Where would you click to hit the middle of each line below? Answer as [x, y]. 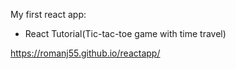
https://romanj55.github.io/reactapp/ [85, 53]
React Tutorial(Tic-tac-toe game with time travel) [125, 33]
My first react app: [48, 14]
